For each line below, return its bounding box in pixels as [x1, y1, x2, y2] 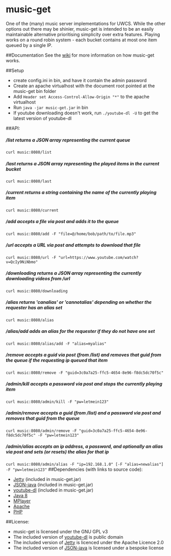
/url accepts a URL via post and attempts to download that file [6, 242, 141, 248]
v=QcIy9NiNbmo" [6, 259, 38, 264]
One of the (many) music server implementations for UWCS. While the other [6, 20, 166, 27]
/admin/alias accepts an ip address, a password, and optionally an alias [6, 443, 163, 450]
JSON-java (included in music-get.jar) [13, 481, 93, 488]
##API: [6, 125, 20, 131]
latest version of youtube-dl [13, 115, 72, 121]
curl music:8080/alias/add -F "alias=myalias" [6, 341, 107, 346]
